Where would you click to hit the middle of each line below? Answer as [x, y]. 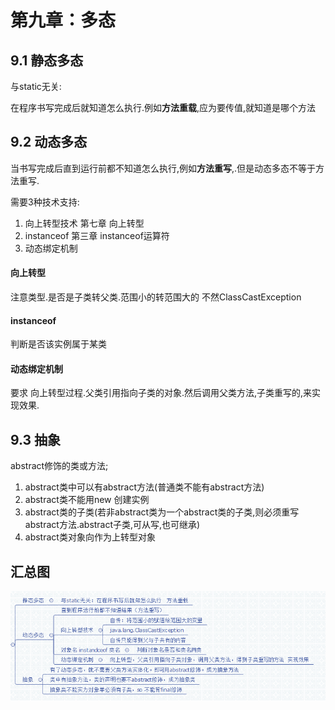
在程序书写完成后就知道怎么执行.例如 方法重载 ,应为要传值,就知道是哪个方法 [163, 107]
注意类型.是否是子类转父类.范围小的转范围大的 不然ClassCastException [156, 297]
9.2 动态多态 [49, 142]
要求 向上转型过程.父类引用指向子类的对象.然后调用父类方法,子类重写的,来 [161, 393]
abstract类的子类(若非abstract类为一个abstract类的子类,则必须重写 [162, 512]
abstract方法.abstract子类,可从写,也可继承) [112, 525]
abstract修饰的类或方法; [59, 466]
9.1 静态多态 [47, 60]
